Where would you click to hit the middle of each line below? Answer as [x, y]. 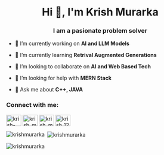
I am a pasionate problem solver [100, 31]
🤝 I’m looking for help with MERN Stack [63, 78]
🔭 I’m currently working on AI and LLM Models [72, 43]
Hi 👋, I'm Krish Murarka [100, 12]
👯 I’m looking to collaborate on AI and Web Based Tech [83, 67]
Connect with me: [33, 105]
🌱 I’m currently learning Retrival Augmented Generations [86, 55]
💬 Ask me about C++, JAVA [49, 90]
